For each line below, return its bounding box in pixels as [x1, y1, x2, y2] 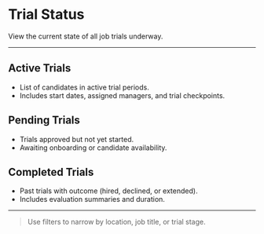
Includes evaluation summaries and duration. [19, 195, 165, 204]
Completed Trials [8, 165, 94, 178]
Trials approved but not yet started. [19, 134, 134, 144]
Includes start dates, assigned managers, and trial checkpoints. [19, 90, 225, 100]
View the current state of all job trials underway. [8, 31, 163, 41]
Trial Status [8, 5, 85, 24]
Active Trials [8, 61, 71, 75]
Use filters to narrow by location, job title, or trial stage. [27, 218, 206, 227]
